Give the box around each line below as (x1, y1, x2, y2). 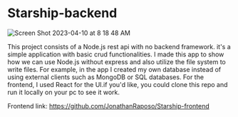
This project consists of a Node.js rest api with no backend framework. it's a (7, 42, 232, 51)
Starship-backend (7, 5, 118, 21)
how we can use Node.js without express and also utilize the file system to (7, 57, 226, 66)
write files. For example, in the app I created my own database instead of (7, 65, 222, 73)
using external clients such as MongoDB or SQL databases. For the (7, 73, 205, 81)
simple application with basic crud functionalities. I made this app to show (7, 50, 224, 58)
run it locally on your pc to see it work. (7, 88, 120, 96)
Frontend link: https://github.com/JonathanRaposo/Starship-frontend (7, 101, 210, 110)
